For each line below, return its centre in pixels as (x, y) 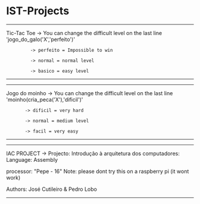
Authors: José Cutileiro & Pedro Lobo (51, 189)
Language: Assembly (32, 159)
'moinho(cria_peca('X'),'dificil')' (45, 99)
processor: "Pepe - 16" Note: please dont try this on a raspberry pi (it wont (98, 171)
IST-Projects (38, 11)
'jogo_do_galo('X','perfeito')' (41, 39)
